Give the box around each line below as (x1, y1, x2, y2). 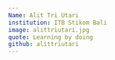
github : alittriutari (8, 41, 80, 48)
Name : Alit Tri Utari (8, 11, 80, 19)
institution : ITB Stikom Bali (8, 19, 108, 26)
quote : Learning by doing (8, 33, 93, 41)
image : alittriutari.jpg (8, 26, 90, 34)
